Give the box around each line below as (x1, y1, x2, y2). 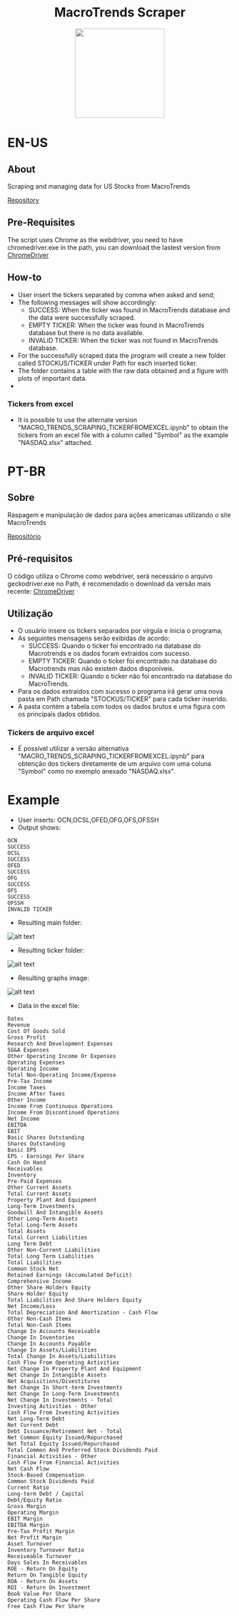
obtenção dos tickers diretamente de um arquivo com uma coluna (17, 759, 212, 768)
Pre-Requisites (7, 216, 76, 229)
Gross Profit (7, 1034, 46, 1041)
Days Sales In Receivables (7, 1559, 88, 1566)
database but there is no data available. (28, 328, 145, 336)
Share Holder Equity (7, 1290, 69, 1297)
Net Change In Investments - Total (7, 1396, 113, 1404)
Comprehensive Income (7, 1277, 72, 1285)
